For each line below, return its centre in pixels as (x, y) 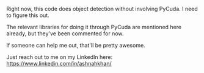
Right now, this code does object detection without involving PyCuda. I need (102, 9)
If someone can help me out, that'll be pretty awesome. (76, 45)
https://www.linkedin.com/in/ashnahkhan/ (59, 64)
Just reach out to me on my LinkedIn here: (60, 57)
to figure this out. (28, 15)
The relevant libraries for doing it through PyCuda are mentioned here (94, 27)
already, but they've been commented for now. (65, 33)
